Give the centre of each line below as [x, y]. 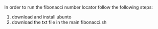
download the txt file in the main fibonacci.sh [59, 22]
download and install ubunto [41, 17]
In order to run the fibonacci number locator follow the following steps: [79, 7]
